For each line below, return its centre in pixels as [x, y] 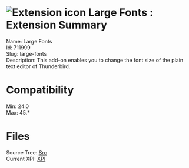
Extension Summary [57, 25]
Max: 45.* [18, 112]
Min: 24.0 [18, 106]
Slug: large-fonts [26, 53]
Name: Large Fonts [29, 41]
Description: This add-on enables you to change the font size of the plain [95, 60]
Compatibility [40, 90]
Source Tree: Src [26, 152]
